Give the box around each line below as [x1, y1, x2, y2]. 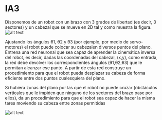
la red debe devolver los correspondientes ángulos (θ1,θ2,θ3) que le [5, 60, 143, 65]
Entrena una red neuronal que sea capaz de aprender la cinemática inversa [5, 49, 156, 55]
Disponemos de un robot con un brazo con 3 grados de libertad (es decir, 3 [5, 19, 157, 25]
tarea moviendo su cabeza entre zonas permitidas [5, 100, 106, 106]
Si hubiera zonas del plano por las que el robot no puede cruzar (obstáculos [5, 84, 157, 90]
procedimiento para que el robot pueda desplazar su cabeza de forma [5, 70, 146, 76]
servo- [129, 39, 143, 44]
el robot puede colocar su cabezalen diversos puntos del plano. [24, 44, 152, 50]
